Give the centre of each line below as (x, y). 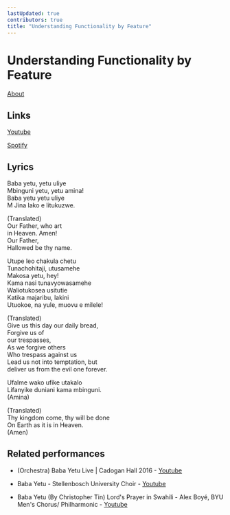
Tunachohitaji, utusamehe (44, 268)
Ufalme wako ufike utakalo (45, 382)
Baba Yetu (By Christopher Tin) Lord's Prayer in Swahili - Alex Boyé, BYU (120, 497)
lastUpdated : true (33, 13)
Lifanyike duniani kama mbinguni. (54, 389)
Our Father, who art (35, 226)
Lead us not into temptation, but (52, 362)
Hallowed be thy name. (39, 247)
